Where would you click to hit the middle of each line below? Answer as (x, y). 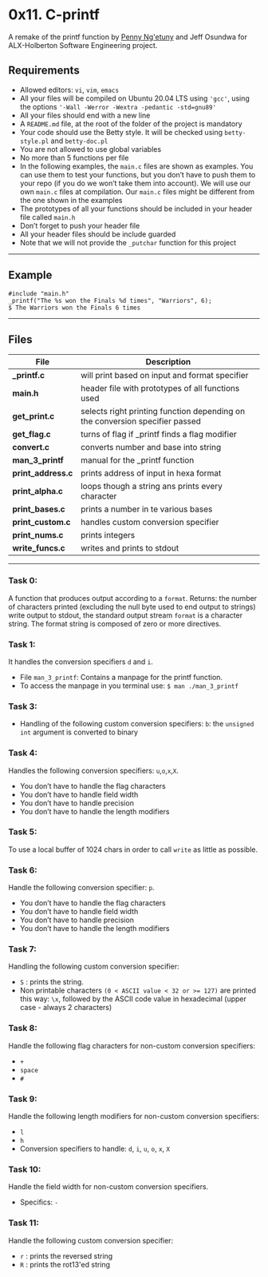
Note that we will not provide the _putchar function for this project (128, 242)
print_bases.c (39, 509)
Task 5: (23, 832)
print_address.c (43, 473)
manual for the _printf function (138, 460)
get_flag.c (32, 435)
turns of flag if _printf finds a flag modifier (159, 435)
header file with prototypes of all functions (160, 388)
